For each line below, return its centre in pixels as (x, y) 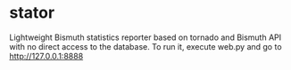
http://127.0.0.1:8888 (46, 56)
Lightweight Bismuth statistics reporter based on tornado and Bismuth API (145, 37)
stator (32, 13)
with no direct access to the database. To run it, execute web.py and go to (146, 46)
